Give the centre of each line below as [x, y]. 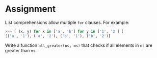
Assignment [30, 9]
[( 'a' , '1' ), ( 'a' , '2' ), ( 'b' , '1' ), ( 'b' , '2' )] [58, 36]
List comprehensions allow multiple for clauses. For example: [67, 22]
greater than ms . [21, 50]
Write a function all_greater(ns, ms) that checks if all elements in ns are [79, 45]
